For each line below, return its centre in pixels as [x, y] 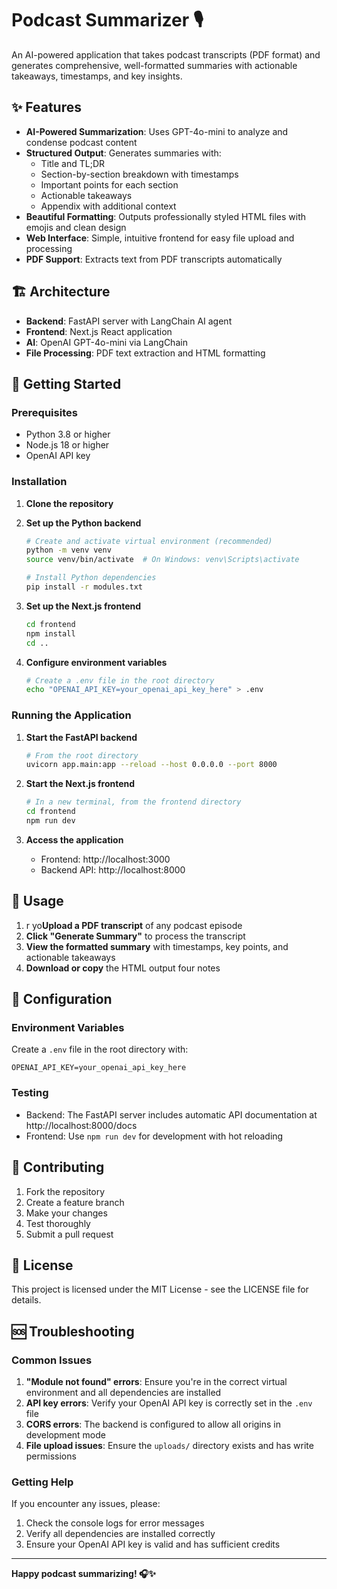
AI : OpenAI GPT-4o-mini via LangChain [106, 342]
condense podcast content [81, 142]
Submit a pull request [69, 1234]
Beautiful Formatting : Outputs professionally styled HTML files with [166, 216]
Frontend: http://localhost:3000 [105, 859]
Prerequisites [44, 412]
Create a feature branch [75, 1202]
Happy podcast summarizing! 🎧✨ [83, 1574]
